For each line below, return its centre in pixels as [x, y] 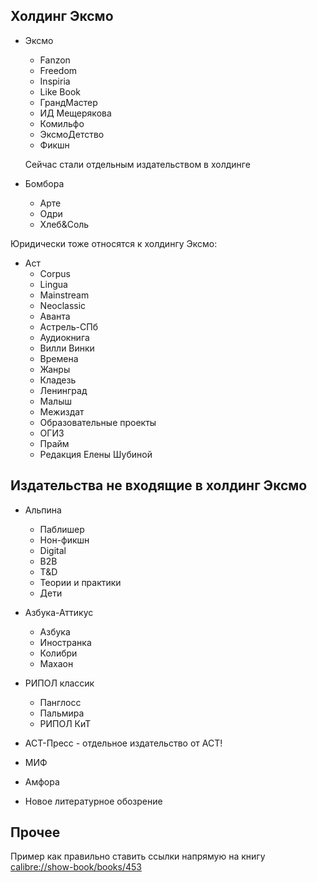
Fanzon [55, 60]
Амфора [42, 781]
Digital [53, 550]
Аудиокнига [64, 337]
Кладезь [58, 380]
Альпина [43, 510]
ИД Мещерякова [75, 113]
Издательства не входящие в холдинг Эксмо [159, 485]
